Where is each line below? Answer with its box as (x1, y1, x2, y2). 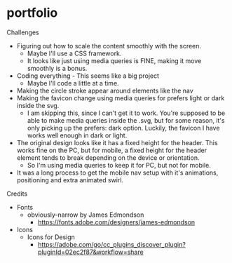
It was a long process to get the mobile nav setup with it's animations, (16, 168, 219, 177)
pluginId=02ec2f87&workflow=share (37, 248, 144, 256)
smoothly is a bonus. (27, 64, 88, 72)
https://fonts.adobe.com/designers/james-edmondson (37, 217, 196, 226)
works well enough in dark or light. (27, 131, 128, 140)
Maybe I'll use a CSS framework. (27, 49, 122, 58)
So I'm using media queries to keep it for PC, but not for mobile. (27, 161, 211, 169)
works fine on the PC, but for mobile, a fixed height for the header (16, 146, 207, 154)
